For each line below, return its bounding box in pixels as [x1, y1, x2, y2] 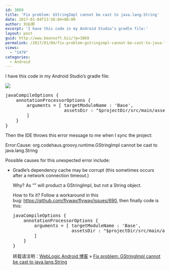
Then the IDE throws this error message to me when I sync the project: [5, 132, 153, 138]
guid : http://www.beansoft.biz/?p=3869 [5, 36, 90, 41]
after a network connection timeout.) [12, 173, 90, 179]
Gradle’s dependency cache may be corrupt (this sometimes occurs [12, 167, 154, 173]
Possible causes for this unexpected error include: [5, 158, 110, 164]
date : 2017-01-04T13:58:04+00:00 [5, 17, 76, 22]
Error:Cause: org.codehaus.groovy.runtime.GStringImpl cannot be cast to [5, 142, 158, 148]
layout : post [5, 31, 33, 36]
